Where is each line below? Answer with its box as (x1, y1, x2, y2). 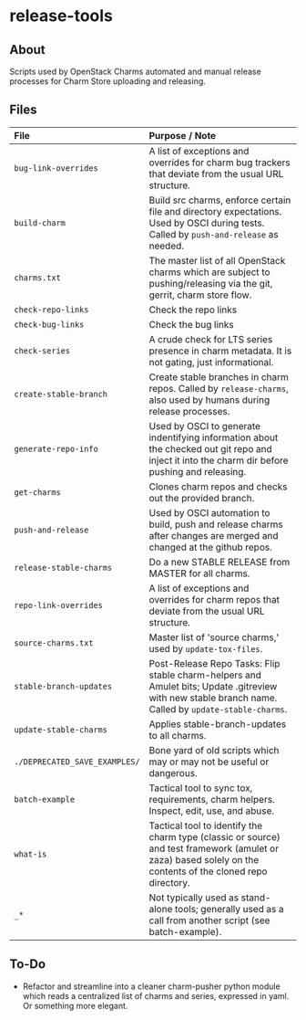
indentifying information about (148, 431, 279, 444)
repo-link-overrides (14, 600, 103, 610)
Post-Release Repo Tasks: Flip (148, 657, 280, 669)
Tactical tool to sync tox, (148, 782, 253, 794)
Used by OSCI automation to (148, 506, 270, 519)
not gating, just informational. (148, 355, 274, 368)
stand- (240, 891, 271, 904)
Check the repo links (148, 303, 238, 316)
